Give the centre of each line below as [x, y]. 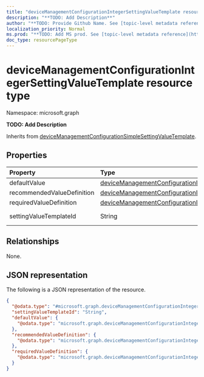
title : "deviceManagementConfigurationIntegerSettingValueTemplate [93, 12]
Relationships [33, 241]
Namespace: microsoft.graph [43, 112]
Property [22, 172]
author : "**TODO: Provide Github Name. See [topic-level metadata [92, 23]
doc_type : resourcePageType [42, 40]
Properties [27, 155]
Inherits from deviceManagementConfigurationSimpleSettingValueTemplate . [101, 136]
